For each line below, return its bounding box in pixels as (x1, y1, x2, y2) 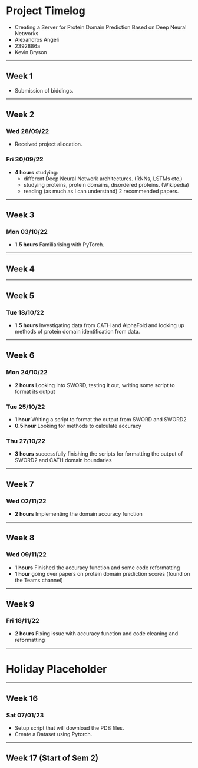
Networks (14, 29, 39, 37)
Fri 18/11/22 (6, 617, 39, 625)
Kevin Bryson (14, 48, 47, 55)
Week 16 (6, 693, 38, 703)
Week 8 (6, 533, 35, 543)
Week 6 (6, 351, 35, 361)
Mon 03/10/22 (6, 228, 48, 236)
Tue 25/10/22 (6, 403, 45, 411)
